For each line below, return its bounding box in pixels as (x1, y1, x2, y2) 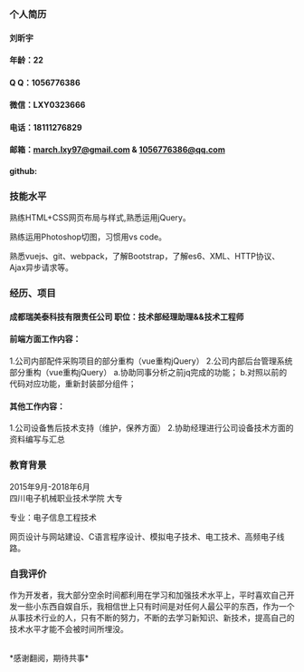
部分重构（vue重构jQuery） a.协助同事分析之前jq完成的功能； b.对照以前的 (9, 367, 288, 378)
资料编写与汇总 (9, 433, 65, 445)
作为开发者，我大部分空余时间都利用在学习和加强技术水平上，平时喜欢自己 (9, 589, 287, 600)
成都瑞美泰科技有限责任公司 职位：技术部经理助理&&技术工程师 (9, 311, 244, 322)
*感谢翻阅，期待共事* (9, 652, 90, 663)
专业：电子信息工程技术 (9, 511, 97, 522)
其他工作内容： (9, 401, 65, 412)
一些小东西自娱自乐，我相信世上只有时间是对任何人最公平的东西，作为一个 (16, 600, 295, 611)
